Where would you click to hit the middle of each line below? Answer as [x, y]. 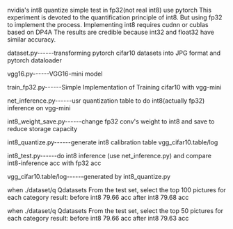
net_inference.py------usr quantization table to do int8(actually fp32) [106, 101]
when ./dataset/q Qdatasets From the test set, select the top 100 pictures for [116, 190]
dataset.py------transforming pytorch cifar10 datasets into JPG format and [114, 53]
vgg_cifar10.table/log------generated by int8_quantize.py [89, 177]
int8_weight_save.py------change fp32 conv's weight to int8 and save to [111, 121]
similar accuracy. [32, 40]
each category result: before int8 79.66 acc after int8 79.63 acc [98, 218]
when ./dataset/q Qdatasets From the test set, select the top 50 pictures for [115, 211]
